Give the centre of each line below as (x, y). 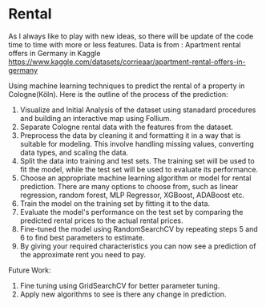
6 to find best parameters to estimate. (82, 237)
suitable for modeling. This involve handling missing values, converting (137, 143)
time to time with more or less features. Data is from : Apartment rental (125, 44)
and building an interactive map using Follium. (96, 118)
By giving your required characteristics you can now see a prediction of (138, 246)
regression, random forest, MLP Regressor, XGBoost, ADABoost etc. (132, 195)
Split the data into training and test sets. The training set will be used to (137, 160)
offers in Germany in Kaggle (54, 53)
